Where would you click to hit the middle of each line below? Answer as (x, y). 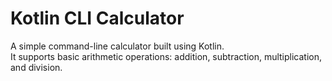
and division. (36, 67)
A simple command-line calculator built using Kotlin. (117, 46)
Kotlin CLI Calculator (97, 18)
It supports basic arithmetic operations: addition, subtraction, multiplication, (166, 56)
